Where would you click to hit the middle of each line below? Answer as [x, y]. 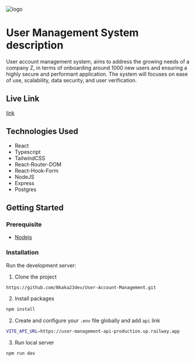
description [35, 46]
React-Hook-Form [36, 170]
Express [24, 183]
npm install [21, 309]
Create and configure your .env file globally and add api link [87, 321]
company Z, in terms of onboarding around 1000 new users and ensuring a [97, 68]
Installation [23, 253]
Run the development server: [41, 265]
